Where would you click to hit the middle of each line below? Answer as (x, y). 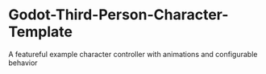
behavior (23, 63)
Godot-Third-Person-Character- (118, 15)
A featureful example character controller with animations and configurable (133, 54)
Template (40, 32)
